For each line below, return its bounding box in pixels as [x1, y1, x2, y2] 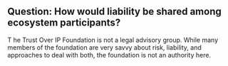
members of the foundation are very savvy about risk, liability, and [7, 43, 202, 52]
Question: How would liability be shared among [7, 6, 222, 18]
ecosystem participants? [7, 17, 121, 29]
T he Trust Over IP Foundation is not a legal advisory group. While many [7, 35, 219, 44]
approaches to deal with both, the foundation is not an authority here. [7, 50, 212, 59]
